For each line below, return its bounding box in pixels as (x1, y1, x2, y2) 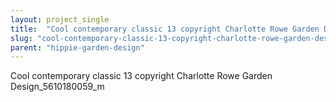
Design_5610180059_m (10, 81, 105, 93)
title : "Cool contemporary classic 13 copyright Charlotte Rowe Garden (10, 24, 320, 34)
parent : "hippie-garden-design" (10, 42, 145, 53)
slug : (10, 33, 33, 43)
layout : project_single (10, 14, 110, 25)
